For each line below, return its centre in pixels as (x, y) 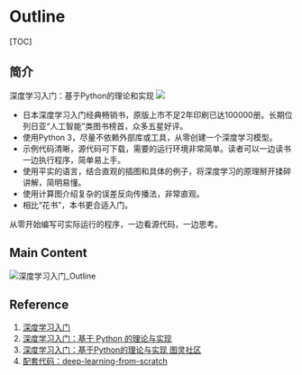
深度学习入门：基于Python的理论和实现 (82, 96)
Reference (39, 304)
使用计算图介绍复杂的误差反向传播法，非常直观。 (113, 193)
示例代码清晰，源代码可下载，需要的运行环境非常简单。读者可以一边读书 (156, 148)
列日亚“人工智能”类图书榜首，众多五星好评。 (105, 126)
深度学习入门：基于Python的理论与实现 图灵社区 (112, 350)
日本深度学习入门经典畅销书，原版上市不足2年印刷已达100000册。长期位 (157, 114)
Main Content (48, 253)
